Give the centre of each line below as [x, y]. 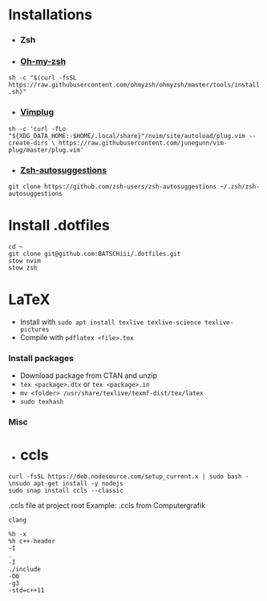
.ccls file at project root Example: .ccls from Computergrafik [107, 506]
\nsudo [19, 484]
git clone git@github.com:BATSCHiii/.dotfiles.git [95, 254]
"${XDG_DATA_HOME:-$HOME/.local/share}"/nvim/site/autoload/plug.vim [127, 136]
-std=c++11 [26, 591]
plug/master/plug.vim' [46, 150]
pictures [34, 329]
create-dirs [28, 143]
